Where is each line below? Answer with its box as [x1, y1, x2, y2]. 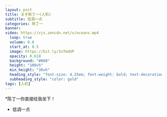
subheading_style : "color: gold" [9, 77, 79, 82]
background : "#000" [9, 58, 50, 63]
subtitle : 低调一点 [5, 16, 43, 21]
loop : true [9, 35, 32, 40]
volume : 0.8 [9, 40, 35, 45]
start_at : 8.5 [9, 44, 39, 49]
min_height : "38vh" [9, 68, 50, 73]
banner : [5, 26, 21, 31]
